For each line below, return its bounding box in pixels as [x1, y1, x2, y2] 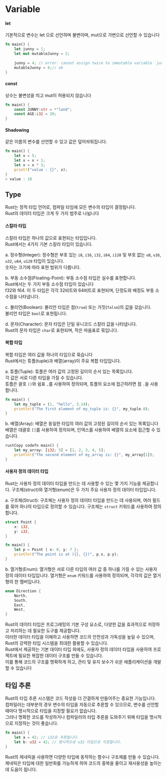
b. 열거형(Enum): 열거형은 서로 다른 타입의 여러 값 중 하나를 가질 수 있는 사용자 [5, 566, 158, 572]
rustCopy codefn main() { [5, 443, 59, 448]
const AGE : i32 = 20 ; [14, 111, 57, 117]
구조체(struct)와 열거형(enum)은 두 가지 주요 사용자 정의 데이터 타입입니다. [11, 487, 157, 493]
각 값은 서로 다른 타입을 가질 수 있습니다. [5, 374, 83, 380]
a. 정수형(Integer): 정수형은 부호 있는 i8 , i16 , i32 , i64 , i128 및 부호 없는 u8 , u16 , [5, 252, 162, 258]
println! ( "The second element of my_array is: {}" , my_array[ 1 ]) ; [14, 453, 155, 458]
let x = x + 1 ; [14, 158, 46, 163]
